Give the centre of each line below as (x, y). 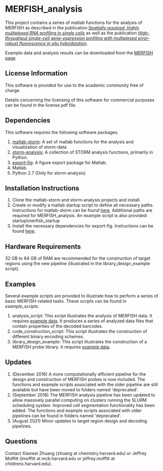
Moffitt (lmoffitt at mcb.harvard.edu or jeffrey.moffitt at (60, 458)
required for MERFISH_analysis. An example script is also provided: (80, 216)
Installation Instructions (42, 188)
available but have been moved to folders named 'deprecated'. (75, 389)
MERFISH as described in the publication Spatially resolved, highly (72, 27)
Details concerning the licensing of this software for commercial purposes (80, 100)
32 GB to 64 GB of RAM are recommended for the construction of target (78, 258)
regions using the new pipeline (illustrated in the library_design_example (78, 264)
